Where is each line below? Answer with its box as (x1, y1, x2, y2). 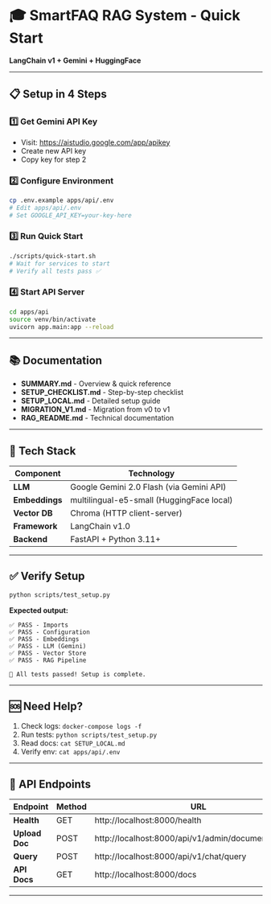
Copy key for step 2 (20, 154, 87, 164)
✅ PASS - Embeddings (9, 635, 80, 643)
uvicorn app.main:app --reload (9, 323, 114, 331)
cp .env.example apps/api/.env (9, 196, 114, 204)
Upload (13, 828, 42, 839)
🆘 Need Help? (9, 700, 84, 713)
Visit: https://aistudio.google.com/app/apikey (20, 138, 170, 147)
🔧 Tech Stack (9, 444, 76, 458)
